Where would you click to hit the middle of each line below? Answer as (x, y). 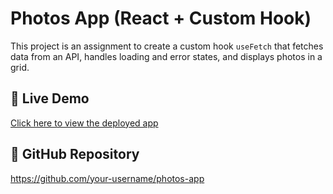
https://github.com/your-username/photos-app (107, 178)
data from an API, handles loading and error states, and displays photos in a (166, 56)
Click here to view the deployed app (84, 123)
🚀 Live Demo (50, 98)
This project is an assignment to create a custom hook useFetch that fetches (167, 46)
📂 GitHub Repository (75, 154)
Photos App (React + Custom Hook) (161, 18)
